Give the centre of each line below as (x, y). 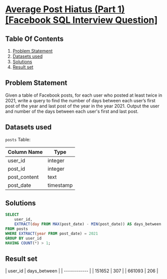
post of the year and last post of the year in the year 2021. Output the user (82, 106)
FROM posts (17, 229)
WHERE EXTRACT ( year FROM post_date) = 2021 (52, 233)
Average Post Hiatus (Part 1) (65, 9)
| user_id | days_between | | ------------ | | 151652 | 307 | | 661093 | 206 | (82, 271)
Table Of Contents (35, 39)
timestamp (60, 185)
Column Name (25, 152)
